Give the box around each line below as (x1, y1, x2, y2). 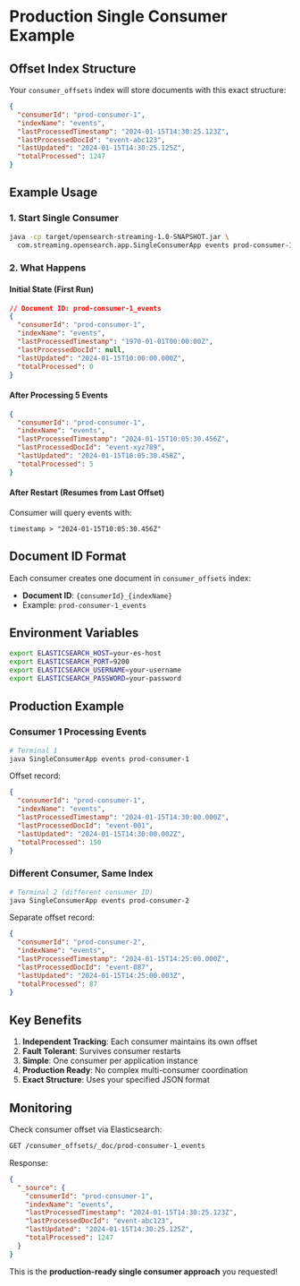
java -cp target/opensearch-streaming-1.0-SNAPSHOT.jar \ (9, 232, 229, 241)
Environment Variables (9, 625, 139, 641)
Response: (9, 1157, 49, 1168)
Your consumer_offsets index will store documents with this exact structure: (9, 85, 287, 95)
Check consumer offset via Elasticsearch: (9, 1124, 162, 1135)
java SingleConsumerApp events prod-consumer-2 (9, 896, 190, 905)
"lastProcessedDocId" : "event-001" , (17, 821, 154, 830)
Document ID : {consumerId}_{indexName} (21, 589, 172, 601)
